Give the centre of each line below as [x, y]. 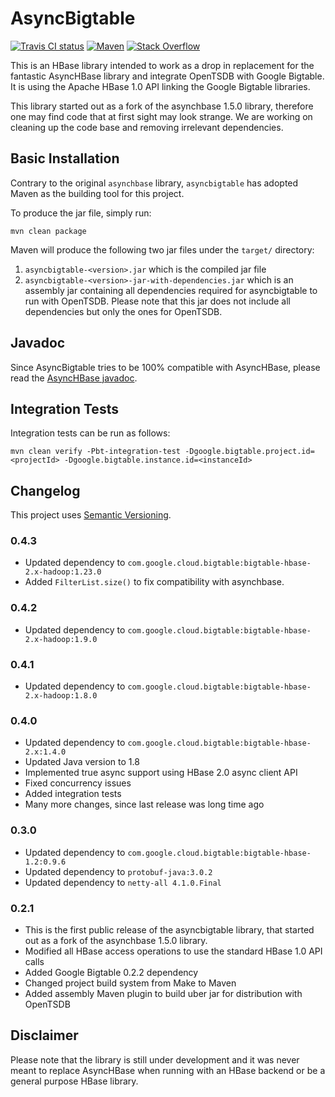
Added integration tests [73, 794]
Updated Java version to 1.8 [82, 762]
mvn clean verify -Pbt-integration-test [96, 452]
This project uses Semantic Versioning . [91, 515]
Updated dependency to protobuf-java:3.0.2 [118, 871]
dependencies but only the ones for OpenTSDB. [123, 311]
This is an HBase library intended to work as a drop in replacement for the [162, 65]
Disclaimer [44, 1035]
